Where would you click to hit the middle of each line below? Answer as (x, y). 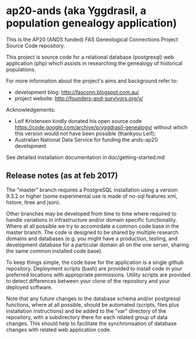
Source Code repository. (36, 46)
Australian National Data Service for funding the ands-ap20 (86, 139)
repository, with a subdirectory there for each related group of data (87, 317)
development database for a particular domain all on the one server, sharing (97, 245)
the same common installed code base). (54, 251)
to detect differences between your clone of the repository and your (88, 281)
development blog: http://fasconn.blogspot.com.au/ (77, 92)
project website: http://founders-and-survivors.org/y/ (79, 98)
